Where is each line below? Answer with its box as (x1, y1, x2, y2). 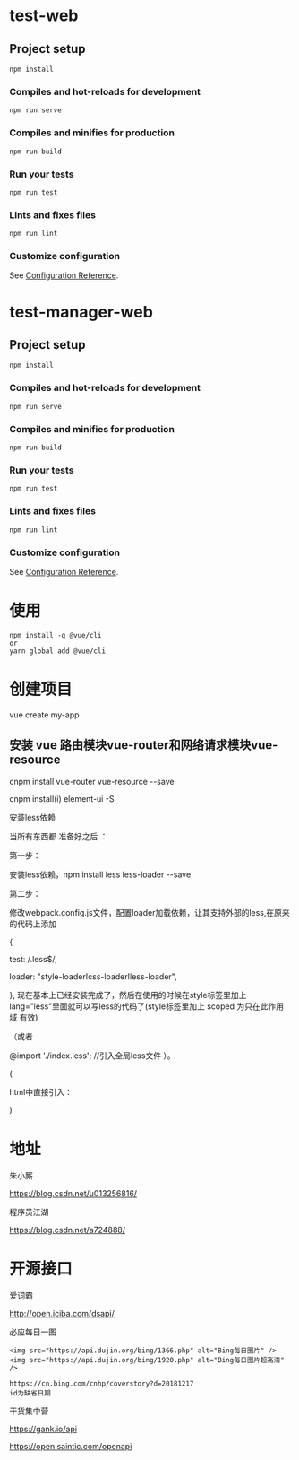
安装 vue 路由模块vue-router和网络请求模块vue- (9, 737, 278, 753)
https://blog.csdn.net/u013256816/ (9, 1187, 137, 1198)
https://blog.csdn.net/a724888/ (9, 1224, 125, 1235)
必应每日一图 (9, 1326, 56, 1337)
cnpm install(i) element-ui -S (9, 793, 115, 804)
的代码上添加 (9, 918, 56, 929)
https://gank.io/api (9, 1423, 78, 1434)
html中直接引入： (9, 1086, 73, 1097)
